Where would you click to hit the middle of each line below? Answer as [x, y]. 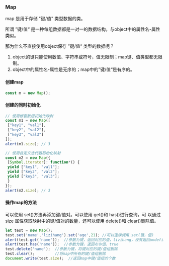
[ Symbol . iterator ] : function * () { [44, 162]
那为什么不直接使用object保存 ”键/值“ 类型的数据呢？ [60, 46]
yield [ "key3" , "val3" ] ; [33, 176]
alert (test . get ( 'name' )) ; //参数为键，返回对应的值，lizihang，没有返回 [77, 240]
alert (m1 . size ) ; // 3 [28, 144]
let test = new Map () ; [29, 230]
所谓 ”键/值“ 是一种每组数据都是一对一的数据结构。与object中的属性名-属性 [83, 29]
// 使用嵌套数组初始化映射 [29, 116]
